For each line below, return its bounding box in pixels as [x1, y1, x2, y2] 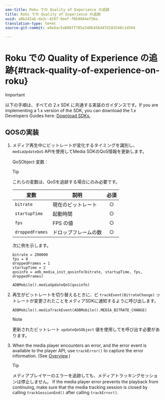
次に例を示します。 [12, 242, 51, 248]
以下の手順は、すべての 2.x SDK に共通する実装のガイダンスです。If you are [5, 102, 159, 108]
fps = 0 [12, 256, 28, 261]
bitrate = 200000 [12, 252, 48, 257]
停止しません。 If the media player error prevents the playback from [21, 378, 159, 384]
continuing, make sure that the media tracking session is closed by [12, 384, 148, 390]
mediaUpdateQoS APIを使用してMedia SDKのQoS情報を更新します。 [12, 148, 147, 154]
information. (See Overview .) [12, 353, 70, 359]
